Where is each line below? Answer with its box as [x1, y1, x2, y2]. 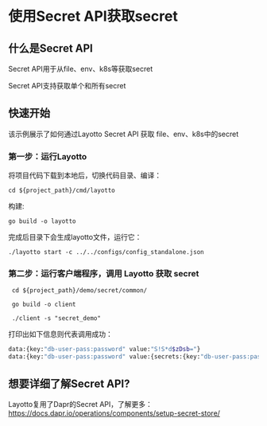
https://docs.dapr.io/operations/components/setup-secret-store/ [8, 408, 221, 418]
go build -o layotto [8, 217, 77, 225]
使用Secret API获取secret [8, 7, 179, 25]
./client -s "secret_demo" [11, 315, 102, 322]
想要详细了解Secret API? [8, 377, 130, 390]
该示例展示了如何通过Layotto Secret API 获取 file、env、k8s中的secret [8, 129, 239, 139]
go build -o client [11, 300, 77, 309]
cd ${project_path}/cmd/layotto [8, 186, 115, 195]
